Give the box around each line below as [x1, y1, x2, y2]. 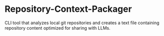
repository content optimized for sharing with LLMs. [4, 25, 110, 31]
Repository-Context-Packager [4, 3, 132, 15]
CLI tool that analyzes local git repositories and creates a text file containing [4, 20, 160, 26]
